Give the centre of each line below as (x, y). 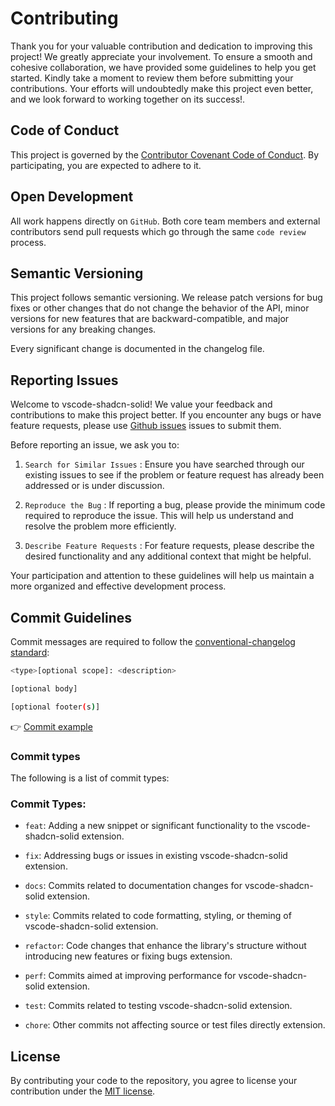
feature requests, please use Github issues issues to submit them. (146, 426)
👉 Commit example (51, 726)
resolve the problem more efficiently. (100, 526)
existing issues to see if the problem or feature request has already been (174, 475)
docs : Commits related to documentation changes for (133, 886)
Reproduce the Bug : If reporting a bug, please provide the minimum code (175, 505)
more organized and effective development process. (118, 586)
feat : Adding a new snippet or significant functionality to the (149, 826)
